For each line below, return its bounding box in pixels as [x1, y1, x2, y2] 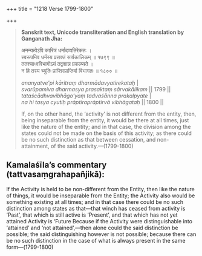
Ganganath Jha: [21, 35, 62, 42]
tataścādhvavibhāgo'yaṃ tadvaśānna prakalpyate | [21, 92, 151, 99]
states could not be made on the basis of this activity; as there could [21, 130, 192, 137]
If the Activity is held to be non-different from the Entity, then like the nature [6, 185, 195, 192]
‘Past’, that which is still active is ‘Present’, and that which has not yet [6, 211, 178, 218]
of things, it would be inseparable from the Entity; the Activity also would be [6, 192, 195, 199]
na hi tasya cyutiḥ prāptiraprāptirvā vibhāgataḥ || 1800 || [21, 99, 165, 105]
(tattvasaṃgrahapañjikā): [6, 169, 105, 180]
